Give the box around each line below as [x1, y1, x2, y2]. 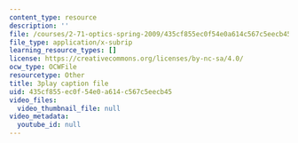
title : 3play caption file [9, 79, 109, 88]
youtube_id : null [17, 121, 82, 130]
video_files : [9, 95, 58, 105]
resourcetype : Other [9, 71, 86, 80]
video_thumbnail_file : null [17, 104, 122, 113]
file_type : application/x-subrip [9, 37, 133, 47]
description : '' [9, 21, 69, 30]
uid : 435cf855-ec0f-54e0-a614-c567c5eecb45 [9, 87, 173, 96]
